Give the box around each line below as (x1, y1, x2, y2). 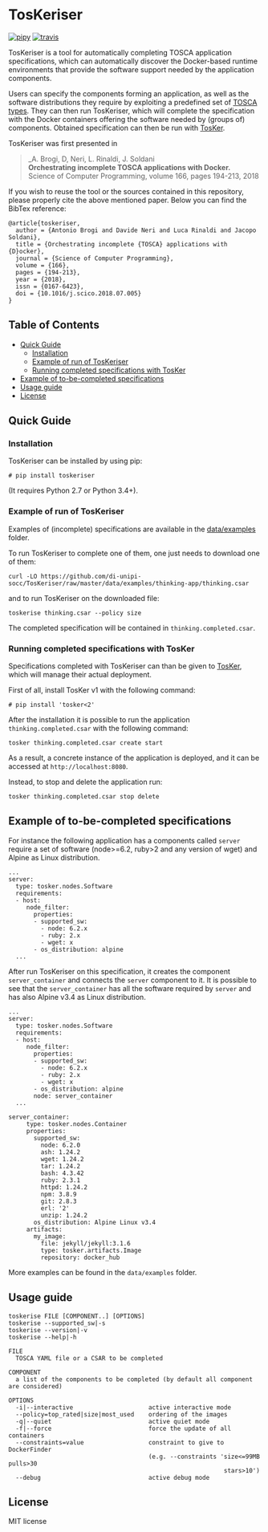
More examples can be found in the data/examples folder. (8, 1267, 197, 1277)
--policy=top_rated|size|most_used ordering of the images (15, 1410, 228, 1418)
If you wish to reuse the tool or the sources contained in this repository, (8, 186, 245, 196)
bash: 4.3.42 (40, 1169, 84, 1177)
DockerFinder (8, 1445, 52, 1453)
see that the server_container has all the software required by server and (8, 983, 251, 993)
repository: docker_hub (40, 1254, 120, 1262)
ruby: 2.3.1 (40, 1176, 81, 1185)
